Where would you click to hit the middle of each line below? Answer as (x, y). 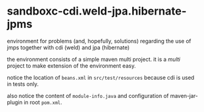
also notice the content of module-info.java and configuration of (88, 96)
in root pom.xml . (43, 102)
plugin (15, 102)
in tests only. (23, 84)
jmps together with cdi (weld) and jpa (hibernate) (68, 47)
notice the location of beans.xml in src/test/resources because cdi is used (100, 77)
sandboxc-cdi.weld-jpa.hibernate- (97, 11)
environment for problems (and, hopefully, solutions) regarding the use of (99, 41)
